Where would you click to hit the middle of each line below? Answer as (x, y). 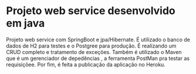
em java (26, 23)
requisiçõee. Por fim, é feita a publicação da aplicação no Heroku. (86, 64)
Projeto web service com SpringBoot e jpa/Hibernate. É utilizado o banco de (98, 39)
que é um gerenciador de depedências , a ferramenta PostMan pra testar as (98, 58)
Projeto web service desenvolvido (91, 11)
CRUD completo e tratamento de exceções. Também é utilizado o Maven (94, 52)
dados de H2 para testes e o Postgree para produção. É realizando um (91, 46)
